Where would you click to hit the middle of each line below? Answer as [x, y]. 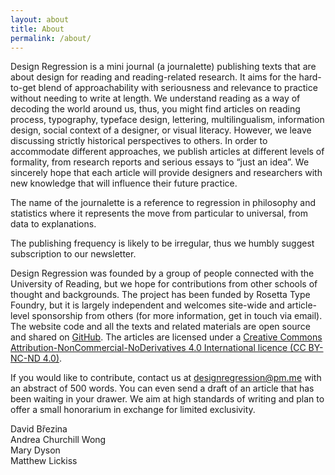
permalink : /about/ [51, 38]
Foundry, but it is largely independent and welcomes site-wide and [147, 305]
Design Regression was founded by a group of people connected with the [162, 273]
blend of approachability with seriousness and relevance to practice [178, 88]
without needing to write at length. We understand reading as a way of [155, 98]
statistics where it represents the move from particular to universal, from [159, 213]
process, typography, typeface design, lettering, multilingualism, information [167, 120]
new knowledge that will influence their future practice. [124, 183]
